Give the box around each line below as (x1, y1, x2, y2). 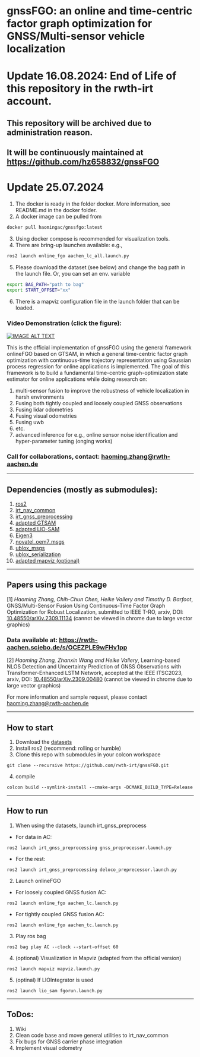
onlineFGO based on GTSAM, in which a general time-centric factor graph (7, 350, 188, 357)
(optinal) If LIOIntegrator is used (15, 976, 94, 983)
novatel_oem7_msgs (15, 538, 65, 545)
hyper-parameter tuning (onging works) (15, 437, 113, 444)
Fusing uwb (15, 418, 44, 425)
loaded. (15, 304, 34, 311)
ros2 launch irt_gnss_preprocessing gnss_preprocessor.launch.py (7, 845, 172, 851)
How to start (7, 722, 53, 733)
